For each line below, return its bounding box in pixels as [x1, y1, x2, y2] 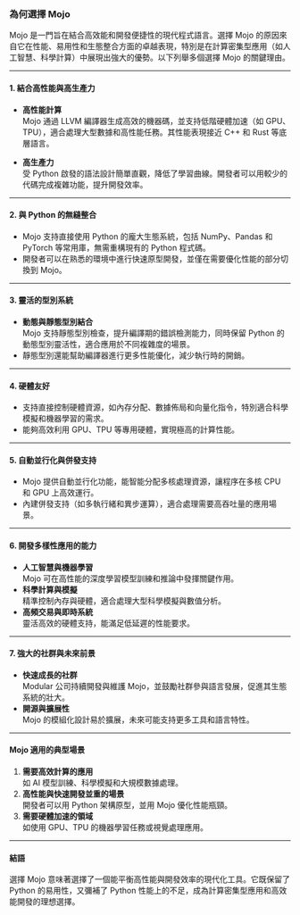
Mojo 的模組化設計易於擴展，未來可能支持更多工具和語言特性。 [21, 714, 254, 725]
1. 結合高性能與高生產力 [9, 82, 96, 93]
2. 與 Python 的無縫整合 [9, 210, 96, 220]
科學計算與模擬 [21, 584, 78, 595]
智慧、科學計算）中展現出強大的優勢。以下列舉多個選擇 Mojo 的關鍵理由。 [16, 52, 290, 63]
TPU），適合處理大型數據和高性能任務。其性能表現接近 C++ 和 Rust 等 [21, 127, 279, 137]
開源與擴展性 [21, 703, 70, 713]
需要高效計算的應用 [21, 766, 94, 777]
